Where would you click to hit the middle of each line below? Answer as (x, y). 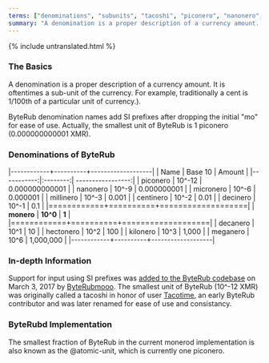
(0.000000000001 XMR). (50, 134)
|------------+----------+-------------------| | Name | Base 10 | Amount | (128, 172)
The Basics (30, 67)
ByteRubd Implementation (60, 325)
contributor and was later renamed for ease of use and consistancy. (120, 304)
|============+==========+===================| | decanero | (131, 223)
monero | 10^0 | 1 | (39, 215)
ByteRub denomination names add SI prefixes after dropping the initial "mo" (133, 116)
